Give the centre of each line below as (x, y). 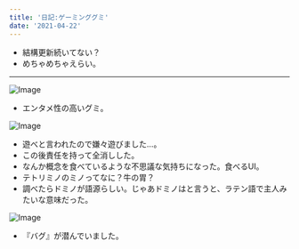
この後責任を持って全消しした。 (81, 155)
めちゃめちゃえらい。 (61, 63)
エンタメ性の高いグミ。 (65, 108)
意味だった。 (69, 199)
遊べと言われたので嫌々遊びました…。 (92, 144)
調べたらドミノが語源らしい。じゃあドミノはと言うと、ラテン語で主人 (151, 189)
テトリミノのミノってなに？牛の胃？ (89, 177)
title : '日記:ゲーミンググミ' (59, 17)
